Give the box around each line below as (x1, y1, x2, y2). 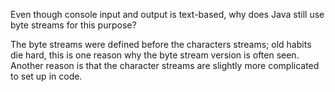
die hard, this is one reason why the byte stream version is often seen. (10, 49, 300, 61)
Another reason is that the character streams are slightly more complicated (10, 60, 320, 71)
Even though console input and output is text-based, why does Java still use (10, 9, 325, 20)
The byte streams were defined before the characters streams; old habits (10, 39, 312, 50)
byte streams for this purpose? (10, 19, 137, 31)
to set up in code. (10, 70, 83, 82)
